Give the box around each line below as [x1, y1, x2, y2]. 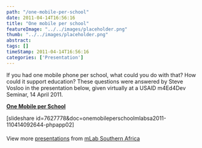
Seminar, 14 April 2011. [6, 91, 63, 98]
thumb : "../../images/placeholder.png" [6, 32, 109, 38]
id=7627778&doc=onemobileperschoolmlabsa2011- [36, 114, 167, 122]
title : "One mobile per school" [6, 20, 89, 26]
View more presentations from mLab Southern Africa [6, 135, 140, 142]
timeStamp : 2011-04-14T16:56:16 [6, 49, 89, 55]
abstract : [6, 37, 32, 43]
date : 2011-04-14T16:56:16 [6, 15, 76, 21]
